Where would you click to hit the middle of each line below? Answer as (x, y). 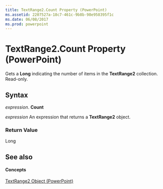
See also (19, 157)
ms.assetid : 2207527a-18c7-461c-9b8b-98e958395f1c (60, 15)
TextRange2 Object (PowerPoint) (39, 181)
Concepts (16, 170)
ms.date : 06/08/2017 (27, 19)
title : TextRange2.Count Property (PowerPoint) (56, 10)
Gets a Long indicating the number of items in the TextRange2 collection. (82, 74)
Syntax (17, 95)
